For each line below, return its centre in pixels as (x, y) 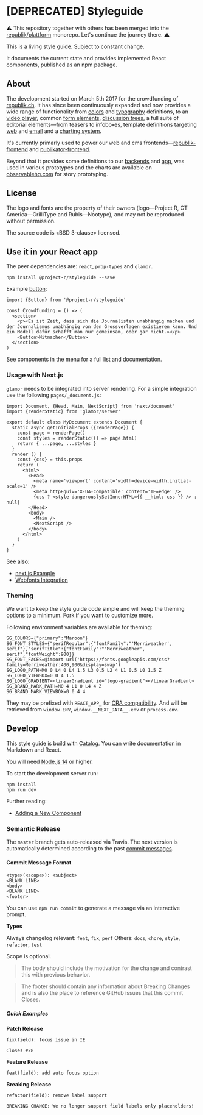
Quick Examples (27, 1013)
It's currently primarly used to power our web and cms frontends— (90, 143)
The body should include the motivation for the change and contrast (107, 968)
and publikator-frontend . (60, 149)
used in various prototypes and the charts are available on (79, 167)
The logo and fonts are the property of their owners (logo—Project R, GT (97, 208)
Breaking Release (29, 1085)
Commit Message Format (39, 862)
